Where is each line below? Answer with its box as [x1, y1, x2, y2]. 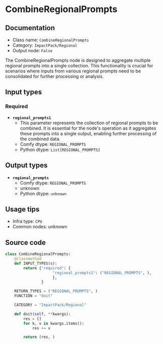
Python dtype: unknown [20, 190, 67, 197]
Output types [5, 161, 48, 169]
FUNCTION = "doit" [14, 293, 53, 299]
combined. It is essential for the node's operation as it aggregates [20, 125, 156, 131]
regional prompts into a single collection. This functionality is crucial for [5, 63, 153, 68]
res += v [32, 325, 51, 330]
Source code [5, 238, 46, 247]
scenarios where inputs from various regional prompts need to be [5, 68, 141, 74]
